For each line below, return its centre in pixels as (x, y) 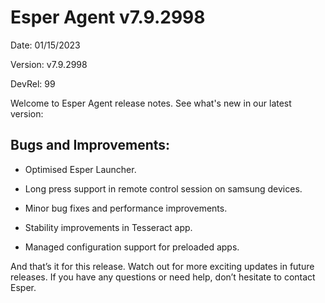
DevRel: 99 (33, 83)
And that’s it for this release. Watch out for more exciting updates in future (162, 266)
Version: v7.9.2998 (49, 64)
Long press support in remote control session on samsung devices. (163, 188)
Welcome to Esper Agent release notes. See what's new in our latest (151, 103)
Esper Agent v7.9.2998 (108, 17)
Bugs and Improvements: (90, 145)
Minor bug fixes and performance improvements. (126, 208)
